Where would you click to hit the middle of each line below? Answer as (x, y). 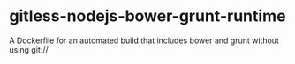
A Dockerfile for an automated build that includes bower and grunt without (144, 40)
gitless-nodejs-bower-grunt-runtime (147, 16)
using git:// (29, 49)
